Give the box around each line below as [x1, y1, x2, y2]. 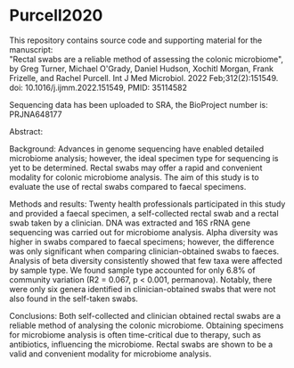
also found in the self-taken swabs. [9, 293, 138, 304]
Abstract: [9, 126, 43, 136]
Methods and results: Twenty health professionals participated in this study [9, 198, 286, 209]
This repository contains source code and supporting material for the [9, 35, 263, 45]
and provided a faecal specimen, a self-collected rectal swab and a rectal [9, 208, 279, 218]
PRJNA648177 [9, 109, 62, 119]
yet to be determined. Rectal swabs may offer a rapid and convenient [9, 162, 263, 173]
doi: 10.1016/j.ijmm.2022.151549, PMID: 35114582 [9, 82, 187, 93]
